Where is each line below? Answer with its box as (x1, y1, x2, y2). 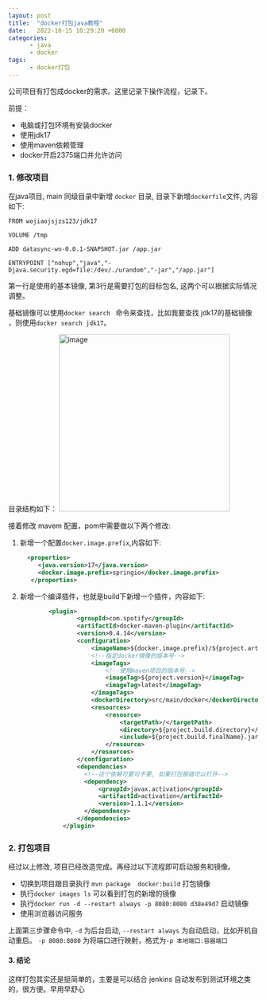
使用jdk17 (19, 130, 52, 139)
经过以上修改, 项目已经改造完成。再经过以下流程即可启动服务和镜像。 (8, 862, 235, 872)
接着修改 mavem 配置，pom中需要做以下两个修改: (8, 521, 172, 530)
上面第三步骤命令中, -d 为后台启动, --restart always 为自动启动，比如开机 (8, 925, 252, 936)
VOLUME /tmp (8, 232, 48, 240)
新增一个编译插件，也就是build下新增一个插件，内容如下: (19, 591, 206, 601)
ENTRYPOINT (8, 260, 44, 268)
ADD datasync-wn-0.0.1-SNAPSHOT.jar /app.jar (8, 245, 161, 253)
